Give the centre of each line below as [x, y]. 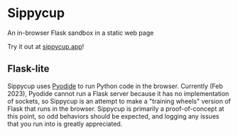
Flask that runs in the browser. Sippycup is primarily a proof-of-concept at [116, 109]
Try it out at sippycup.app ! [46, 46]
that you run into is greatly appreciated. [65, 124]
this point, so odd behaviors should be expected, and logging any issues [113, 116]
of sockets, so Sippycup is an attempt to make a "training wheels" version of [119, 101]
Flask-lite [28, 69]
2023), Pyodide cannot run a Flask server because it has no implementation [118, 93]
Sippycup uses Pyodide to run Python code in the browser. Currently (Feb [115, 86]
